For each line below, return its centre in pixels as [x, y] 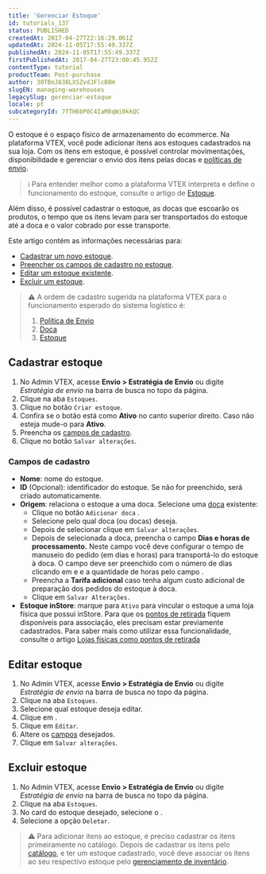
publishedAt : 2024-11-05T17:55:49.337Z [74, 52]
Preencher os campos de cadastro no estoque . [96, 264]
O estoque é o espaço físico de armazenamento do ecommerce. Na [119, 134]
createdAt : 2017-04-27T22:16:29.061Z [71, 38]
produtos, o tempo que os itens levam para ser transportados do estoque [128, 217]
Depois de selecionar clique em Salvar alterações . [116, 530]
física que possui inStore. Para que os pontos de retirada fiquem [125, 614]
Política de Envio [67, 320]
